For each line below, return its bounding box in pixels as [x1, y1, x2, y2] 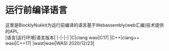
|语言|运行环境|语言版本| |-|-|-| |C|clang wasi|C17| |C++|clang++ [5, 34, 140, 40]
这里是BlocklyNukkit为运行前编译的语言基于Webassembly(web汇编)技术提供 [5, 22, 164, 28]
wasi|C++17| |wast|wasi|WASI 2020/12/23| [5, 40, 95, 46]
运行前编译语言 [5, 4, 68, 16]
